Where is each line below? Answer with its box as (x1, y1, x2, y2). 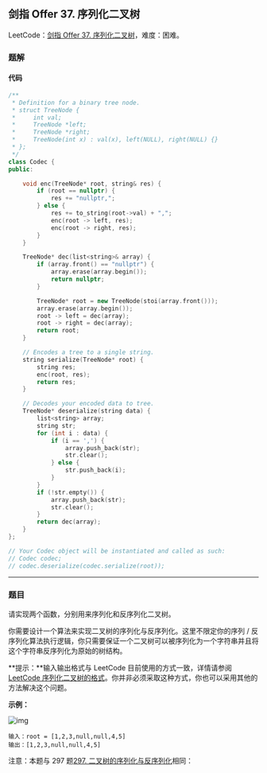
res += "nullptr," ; (50, 194, 115, 203)
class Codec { (8, 157, 56, 165)
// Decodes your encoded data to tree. (22, 400, 155, 408)
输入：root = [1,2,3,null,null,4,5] (8, 732, 126, 740)
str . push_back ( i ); (64, 466, 126, 475)
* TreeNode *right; (11, 128, 91, 137)
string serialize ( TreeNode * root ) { (22, 355, 145, 363)
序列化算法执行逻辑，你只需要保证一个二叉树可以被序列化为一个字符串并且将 (8, 635, 259, 646)
